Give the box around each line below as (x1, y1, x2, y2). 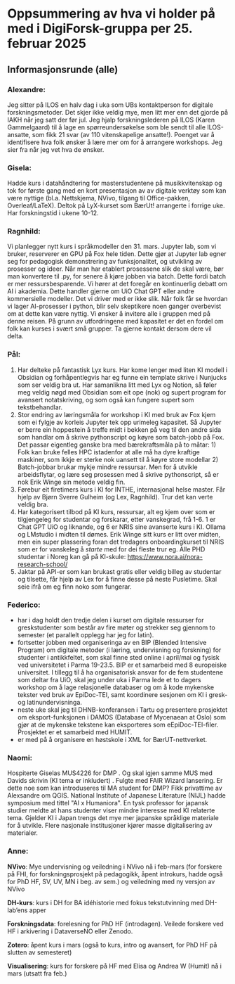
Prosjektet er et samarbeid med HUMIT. (17, 728, 133, 736)
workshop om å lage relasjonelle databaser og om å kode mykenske (17, 683, 215, 691)
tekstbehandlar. (17, 403, 63, 411)
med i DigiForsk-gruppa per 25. (7, 20, 193, 37)
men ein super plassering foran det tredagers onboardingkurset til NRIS (17, 537, 224, 546)
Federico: (7, 600, 41, 610)
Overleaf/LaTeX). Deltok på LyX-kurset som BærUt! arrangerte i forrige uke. (7, 201, 226, 210)
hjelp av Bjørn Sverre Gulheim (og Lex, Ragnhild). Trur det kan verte (17, 492, 213, 501)
